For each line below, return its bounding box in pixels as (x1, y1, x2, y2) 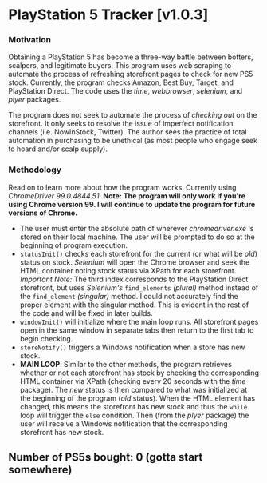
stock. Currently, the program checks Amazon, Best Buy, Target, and (8, 78, 234, 87)
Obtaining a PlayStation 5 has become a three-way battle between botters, (8, 52, 253, 62)
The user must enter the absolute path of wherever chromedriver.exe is (19, 223, 254, 233)
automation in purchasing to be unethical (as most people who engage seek (8, 136, 257, 146)
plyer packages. (8, 94, 61, 105)
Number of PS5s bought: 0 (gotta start (8, 450, 203, 465)
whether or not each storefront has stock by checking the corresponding (19, 368, 260, 377)
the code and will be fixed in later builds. (19, 308, 153, 317)
